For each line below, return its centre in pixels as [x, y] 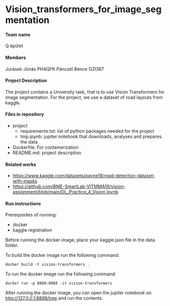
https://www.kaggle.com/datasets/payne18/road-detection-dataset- [84, 176]
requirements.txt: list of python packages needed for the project [87, 131]
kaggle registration [32, 230]
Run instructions [23, 203]
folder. [12, 245]
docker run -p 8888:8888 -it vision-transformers [59, 284]
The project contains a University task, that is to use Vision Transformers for [85, 92]
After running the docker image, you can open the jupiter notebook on [78, 293]
